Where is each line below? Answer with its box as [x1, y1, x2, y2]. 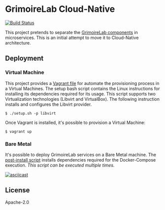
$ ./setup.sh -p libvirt [5, 111, 56, 116]
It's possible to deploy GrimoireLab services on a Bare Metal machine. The [5, 152, 157, 158]
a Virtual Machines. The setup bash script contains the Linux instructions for [5, 85, 160, 91]
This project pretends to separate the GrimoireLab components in [5, 29, 138, 35]
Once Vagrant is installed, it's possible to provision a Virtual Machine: [5, 120, 146, 126]
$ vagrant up [5, 129, 32, 134]
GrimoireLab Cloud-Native [5, 3, 115, 15]
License [5, 186, 30, 195]
